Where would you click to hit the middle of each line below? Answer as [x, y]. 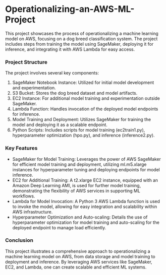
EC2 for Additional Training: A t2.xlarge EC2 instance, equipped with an [85, 180]
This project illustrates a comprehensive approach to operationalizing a [78, 251]
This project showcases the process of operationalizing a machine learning [82, 33]
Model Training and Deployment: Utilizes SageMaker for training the [82, 120]
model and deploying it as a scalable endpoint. [60, 125]
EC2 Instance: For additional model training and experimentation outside [86, 98]
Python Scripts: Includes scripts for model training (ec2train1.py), [79, 130]
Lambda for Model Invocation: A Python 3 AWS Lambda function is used [86, 201]
